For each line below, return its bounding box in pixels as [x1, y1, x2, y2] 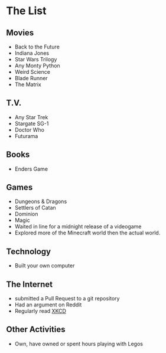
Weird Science [14, 68, 50, 75]
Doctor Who [14, 126, 44, 133]
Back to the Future [14, 43, 60, 50]
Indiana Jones [14, 50, 49, 57]
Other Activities [6, 325, 66, 335]
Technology [6, 246, 51, 256]
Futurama [14, 132, 38, 139]
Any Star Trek [14, 113, 48, 120]
